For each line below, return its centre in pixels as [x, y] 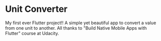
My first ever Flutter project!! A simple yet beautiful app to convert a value [81, 23]
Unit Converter [37, 9]
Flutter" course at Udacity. [32, 33]
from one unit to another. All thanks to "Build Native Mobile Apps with [76, 28]
